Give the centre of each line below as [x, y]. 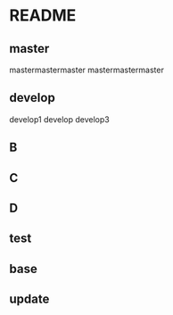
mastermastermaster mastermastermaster [87, 70]
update [29, 299]
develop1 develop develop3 [59, 119]
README [43, 16]
